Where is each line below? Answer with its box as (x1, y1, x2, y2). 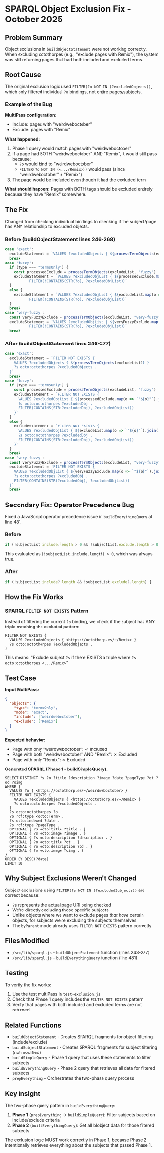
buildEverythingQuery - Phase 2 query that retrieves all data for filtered (12, 1065, 155, 1071)
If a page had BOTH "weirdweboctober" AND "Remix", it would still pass (12, 151, 157, 157)
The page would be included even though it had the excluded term (12, 177, 146, 182)
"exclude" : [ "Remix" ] (14, 719, 58, 724)
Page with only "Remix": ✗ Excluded (12, 756, 86, 762)
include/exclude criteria (12, 1117, 60, 1123)
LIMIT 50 (5, 861, 23, 866)
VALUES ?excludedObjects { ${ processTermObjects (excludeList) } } (14, 360, 150, 365)
